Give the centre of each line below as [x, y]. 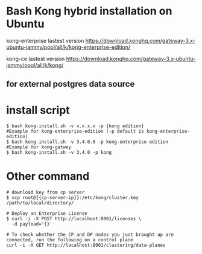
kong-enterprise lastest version [45, 40]
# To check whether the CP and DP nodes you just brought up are [90, 235]
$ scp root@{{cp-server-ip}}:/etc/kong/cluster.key [72, 198]
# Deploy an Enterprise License [47, 214]
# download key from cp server [46, 192]
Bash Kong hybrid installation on [89, 11]
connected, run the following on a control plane [70, 240]
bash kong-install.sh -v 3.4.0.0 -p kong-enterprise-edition [90, 142]
